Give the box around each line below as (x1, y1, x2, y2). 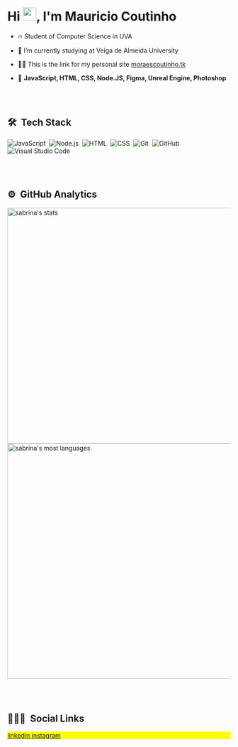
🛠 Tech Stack (7, 117, 72, 129)
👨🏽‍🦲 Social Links (7, 712, 85, 724)
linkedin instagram (7, 731, 62, 740)
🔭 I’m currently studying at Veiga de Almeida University (17, 46, 179, 55)
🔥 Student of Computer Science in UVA (17, 32, 132, 41)
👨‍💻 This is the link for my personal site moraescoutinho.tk (17, 60, 186, 68)
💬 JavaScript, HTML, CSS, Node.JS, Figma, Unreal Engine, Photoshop (17, 73, 227, 82)
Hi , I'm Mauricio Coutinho (7, 9, 177, 25)
